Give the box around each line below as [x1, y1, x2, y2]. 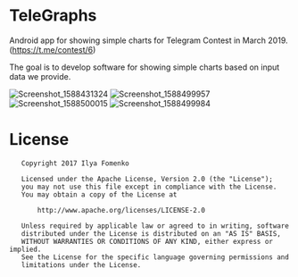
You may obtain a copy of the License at [21, 189, 178, 199]
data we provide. [9, 71, 71, 81]
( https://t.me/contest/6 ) [9, 44, 96, 55]
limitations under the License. [21, 260, 142, 269]
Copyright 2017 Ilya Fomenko [21, 158, 129, 168]
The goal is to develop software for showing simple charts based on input [9, 62, 280, 72]
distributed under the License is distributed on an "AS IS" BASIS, [21, 229, 281, 238]
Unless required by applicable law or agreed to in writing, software [21, 221, 290, 231]
